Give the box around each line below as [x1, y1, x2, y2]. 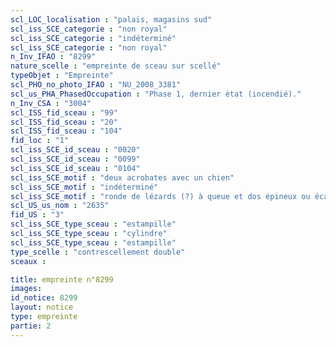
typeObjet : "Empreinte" [10, 71, 114, 81]
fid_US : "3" [10, 210, 65, 220]
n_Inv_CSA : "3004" [10, 98, 92, 108]
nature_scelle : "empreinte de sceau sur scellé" [10, 61, 222, 71]
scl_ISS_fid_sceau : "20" [10, 117, 118, 127]
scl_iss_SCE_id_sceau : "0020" [10, 145, 141, 155]
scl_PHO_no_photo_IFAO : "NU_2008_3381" [10, 80, 182, 90]
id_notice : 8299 [10, 293, 78, 303]
